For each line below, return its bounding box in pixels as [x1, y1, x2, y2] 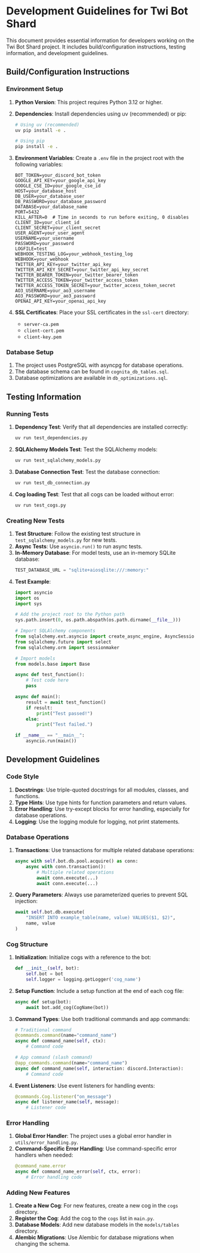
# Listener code [26, 1104, 66, 1111]
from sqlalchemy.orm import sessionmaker [14, 644, 120, 651]
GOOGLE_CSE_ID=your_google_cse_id [14, 183, 101, 189]
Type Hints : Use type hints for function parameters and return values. [14, 799, 187, 806]
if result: [26, 705, 53, 711]
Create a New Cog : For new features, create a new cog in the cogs [14, 1202, 179, 1209]
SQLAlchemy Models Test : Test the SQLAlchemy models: [14, 445, 158, 453]
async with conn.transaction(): [26, 863, 106, 869]
